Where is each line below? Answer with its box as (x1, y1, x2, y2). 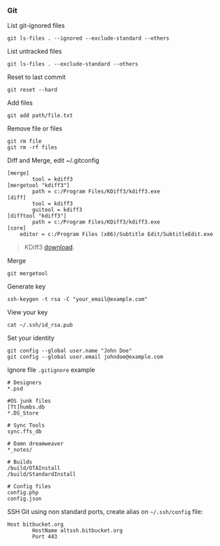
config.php (7, 489, 39, 496)
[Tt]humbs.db (7, 404, 45, 411)
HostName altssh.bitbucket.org (32, 527, 123, 534)
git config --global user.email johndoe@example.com (7, 353, 164, 361)
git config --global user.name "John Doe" (7, 348, 132, 355)
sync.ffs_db (7, 428, 42, 435)
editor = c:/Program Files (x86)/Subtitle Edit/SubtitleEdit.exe (19, 231, 214, 238)
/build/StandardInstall (7, 471, 77, 478)
